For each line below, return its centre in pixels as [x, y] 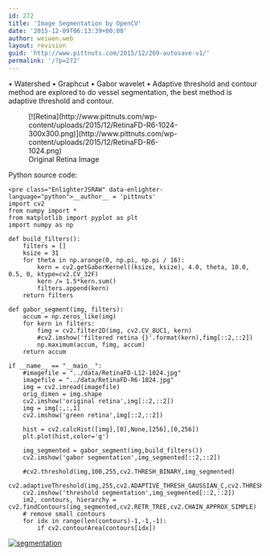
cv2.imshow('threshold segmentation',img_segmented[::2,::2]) [129, 492]
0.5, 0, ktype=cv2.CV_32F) [53, 274]
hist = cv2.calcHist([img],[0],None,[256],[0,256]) [111, 429]
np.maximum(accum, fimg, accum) [92, 344]
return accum [45, 351]
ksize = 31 [41, 253]
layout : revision [37, 46]
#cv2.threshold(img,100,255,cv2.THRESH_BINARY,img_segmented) [129, 471]
